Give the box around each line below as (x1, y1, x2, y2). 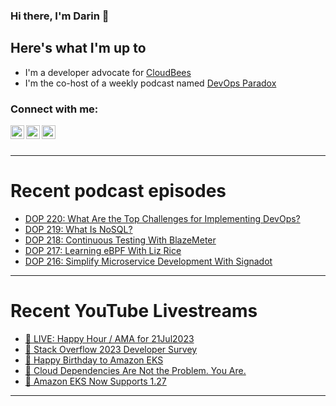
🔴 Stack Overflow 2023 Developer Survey (24, 343, 198, 355)
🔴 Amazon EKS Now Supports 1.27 (24, 375, 167, 387)
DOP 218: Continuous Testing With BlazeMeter (24, 234, 217, 246)
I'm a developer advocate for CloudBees (24, 66, 192, 78)
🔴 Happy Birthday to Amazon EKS (24, 354, 164, 366)
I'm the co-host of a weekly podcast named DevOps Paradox (24, 77, 277, 89)
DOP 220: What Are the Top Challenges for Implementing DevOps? (24, 212, 301, 224)
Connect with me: (10, 102, 99, 116)
